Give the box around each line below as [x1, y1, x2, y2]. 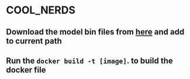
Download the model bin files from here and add [6, 27, 185, 37]
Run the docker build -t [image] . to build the [6, 56, 174, 66]
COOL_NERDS [6, 4, 76, 17]
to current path [6, 36, 63, 46]
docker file [6, 65, 46, 75]
